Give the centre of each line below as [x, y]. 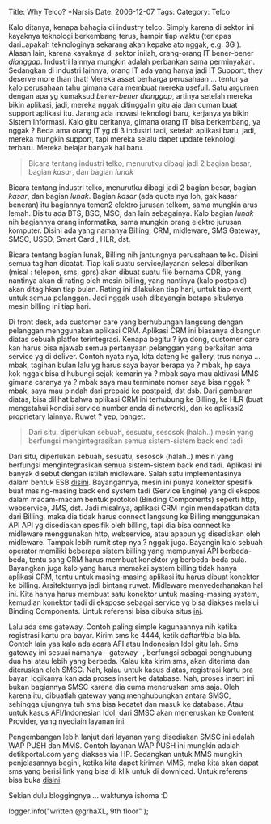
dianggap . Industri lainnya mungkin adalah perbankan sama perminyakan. [132, 61]
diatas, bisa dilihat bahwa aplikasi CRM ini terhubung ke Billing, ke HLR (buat [136, 399]
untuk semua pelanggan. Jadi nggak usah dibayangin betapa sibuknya [126, 298]
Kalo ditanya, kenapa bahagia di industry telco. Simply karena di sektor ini [131, 27]
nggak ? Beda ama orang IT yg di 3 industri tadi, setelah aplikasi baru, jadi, [132, 130]
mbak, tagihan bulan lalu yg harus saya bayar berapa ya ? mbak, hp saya [129, 365]
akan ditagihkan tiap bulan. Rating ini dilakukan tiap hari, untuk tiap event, [131, 289]
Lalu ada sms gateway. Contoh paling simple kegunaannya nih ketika [123, 627]
